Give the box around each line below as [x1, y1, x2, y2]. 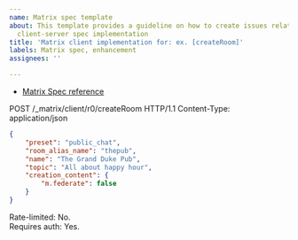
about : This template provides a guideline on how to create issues [9, 21, 268, 30]
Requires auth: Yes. [9, 221, 80, 231]
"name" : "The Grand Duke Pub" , [25, 154, 141, 164]
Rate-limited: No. [9, 212, 71, 222]
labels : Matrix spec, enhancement [9, 46, 137, 55]
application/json [9, 112, 68, 123]
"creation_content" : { [25, 171, 109, 180]
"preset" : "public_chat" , [25, 138, 122, 147]
